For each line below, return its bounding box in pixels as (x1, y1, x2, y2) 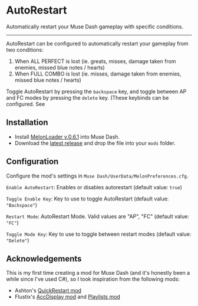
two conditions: (6, 46, 44, 53)
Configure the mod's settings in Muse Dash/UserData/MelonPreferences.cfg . (6, 172, 189, 179)
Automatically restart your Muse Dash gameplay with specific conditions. (6, 23, 184, 30)
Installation (6, 117, 48, 127)
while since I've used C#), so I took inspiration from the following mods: (6, 275, 180, 283)
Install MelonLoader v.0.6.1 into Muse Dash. (14, 133, 120, 140)
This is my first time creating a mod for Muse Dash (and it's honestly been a (6, 269, 190, 277)
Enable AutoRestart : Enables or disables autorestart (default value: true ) (6, 183, 183, 190)
